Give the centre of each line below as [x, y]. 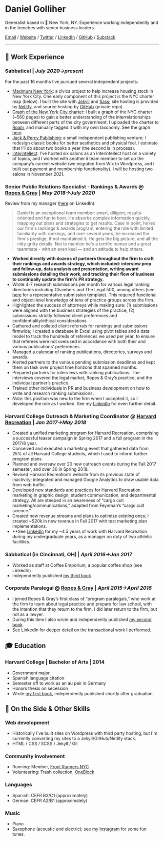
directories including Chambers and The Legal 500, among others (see [83, 289]
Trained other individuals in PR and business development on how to [81, 388]
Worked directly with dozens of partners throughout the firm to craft [83, 258]
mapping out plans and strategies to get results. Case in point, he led [86, 223]
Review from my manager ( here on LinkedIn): [51, 203]
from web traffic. [29, 485]
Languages [19, 785]
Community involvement [35, 756]
